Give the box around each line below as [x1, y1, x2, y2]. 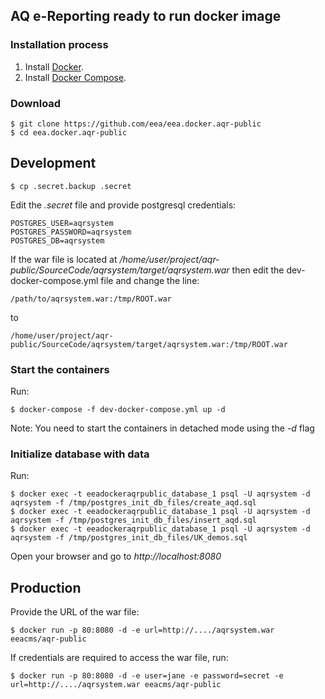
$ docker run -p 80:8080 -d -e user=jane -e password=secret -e [10, 671, 284, 681]
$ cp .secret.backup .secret [10, 181, 132, 191]
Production [10, 579, 82, 596]
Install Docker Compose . [24, 71, 127, 83]
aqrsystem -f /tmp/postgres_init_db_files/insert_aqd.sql [10, 515, 257, 526]
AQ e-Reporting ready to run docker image [10, 8, 282, 25]
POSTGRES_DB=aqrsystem [10, 235, 105, 246]
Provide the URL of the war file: [10, 606, 140, 618]
